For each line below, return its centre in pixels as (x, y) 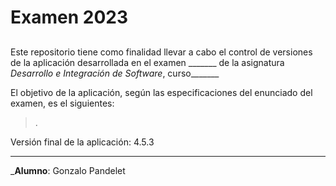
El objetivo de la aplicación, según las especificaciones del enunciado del (161, 92)
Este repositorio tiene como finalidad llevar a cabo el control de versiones (161, 52)
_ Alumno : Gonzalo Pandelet (68, 170)
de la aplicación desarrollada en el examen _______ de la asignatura (147, 62)
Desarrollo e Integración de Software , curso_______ (115, 73)
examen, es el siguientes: (62, 103)
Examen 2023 (69, 17)
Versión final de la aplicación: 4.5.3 (82, 142)
